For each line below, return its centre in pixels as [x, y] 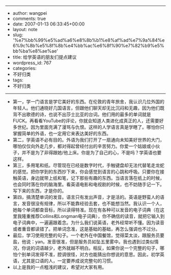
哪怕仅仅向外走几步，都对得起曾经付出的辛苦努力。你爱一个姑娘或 [82, 146]
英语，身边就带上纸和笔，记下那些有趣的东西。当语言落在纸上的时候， [91, 178]
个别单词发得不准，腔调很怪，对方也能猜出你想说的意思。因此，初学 [89, 254]
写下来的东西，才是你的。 [39, 191]
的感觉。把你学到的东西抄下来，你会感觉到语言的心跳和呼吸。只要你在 [86, 172]
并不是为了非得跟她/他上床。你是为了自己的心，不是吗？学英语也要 [92, 153]
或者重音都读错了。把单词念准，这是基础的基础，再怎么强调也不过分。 [86, 229]
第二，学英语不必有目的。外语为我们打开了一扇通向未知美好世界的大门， [88, 140]
